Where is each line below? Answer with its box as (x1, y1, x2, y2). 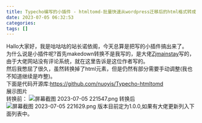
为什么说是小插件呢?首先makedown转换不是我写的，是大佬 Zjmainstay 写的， (6, 50, 195, 58)
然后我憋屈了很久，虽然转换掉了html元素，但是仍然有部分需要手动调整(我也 (6, 65, 193, 73)
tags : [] (6, 25, 28, 32)
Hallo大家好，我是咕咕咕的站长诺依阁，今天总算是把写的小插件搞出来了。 (6, 43, 188, 50)
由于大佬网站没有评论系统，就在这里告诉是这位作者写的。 (6, 58, 148, 65)
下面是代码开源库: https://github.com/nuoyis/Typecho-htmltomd (6, 80, 164, 88)
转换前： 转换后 (6, 95, 135, 103)
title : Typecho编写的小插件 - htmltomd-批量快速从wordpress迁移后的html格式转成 (6, 8, 197, 15)
